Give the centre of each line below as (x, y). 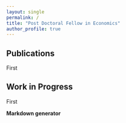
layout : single (25, 12)
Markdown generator (34, 113)
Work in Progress (40, 87)
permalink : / (23, 18)
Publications (31, 53)
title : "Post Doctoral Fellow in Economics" (63, 23)
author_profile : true (34, 29)
